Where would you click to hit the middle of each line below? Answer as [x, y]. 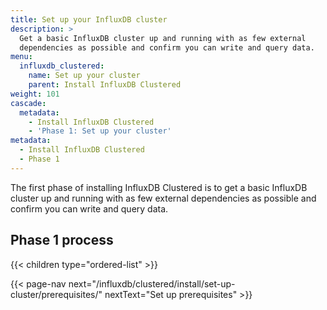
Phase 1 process [62, 240]
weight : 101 [35, 94]
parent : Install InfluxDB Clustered [105, 85]
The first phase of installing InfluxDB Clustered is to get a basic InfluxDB [159, 187]
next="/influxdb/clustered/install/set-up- [152, 283]
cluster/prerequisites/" [56, 294]
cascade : [28, 103]
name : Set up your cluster [84, 76]
